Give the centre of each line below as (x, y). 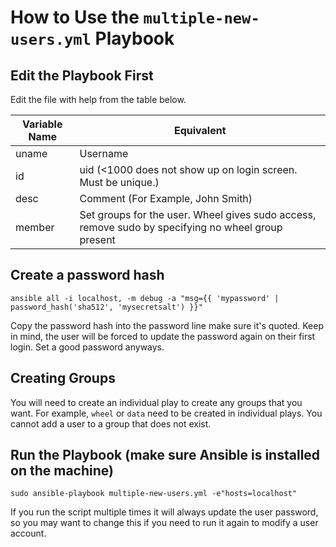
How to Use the (75, 17)
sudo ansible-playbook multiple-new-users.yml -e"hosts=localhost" (154, 494)
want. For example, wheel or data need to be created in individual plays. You (166, 413)
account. (28, 533)
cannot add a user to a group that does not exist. (111, 423)
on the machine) (62, 471)
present (97, 239)
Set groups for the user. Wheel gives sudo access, (198, 214)
